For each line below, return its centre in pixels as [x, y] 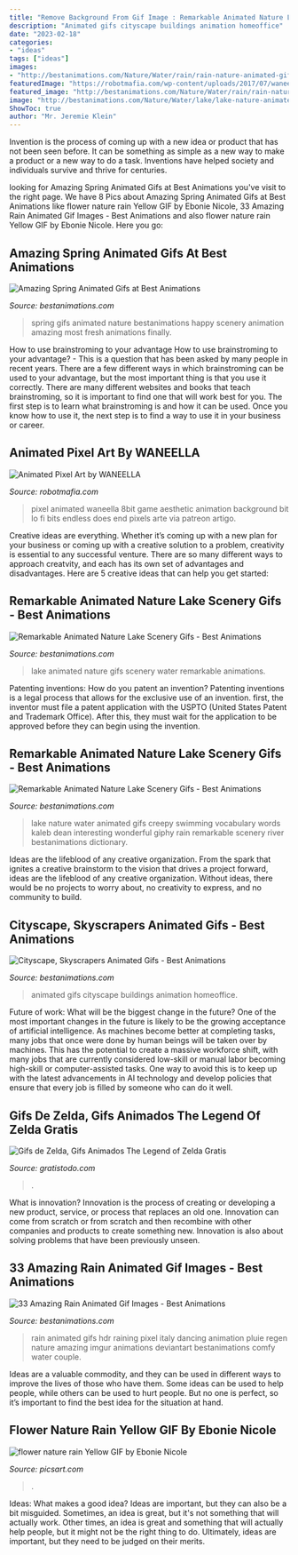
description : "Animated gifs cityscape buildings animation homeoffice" [146, 26]
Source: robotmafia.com [54, 491]
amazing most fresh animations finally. [101, 332]
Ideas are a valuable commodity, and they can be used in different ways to [145, 1374]
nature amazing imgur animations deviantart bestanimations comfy [153, 1347]
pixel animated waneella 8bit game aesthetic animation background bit [160, 508]
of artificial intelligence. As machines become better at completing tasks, [142, 1031]
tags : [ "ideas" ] [39, 59]
